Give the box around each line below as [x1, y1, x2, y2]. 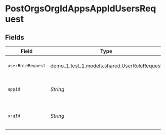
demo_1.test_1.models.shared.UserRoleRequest [50, 62, 162, 69]
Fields [5, 33, 25, 42]
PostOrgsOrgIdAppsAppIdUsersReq [5, 3, 157, 14]
